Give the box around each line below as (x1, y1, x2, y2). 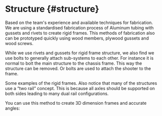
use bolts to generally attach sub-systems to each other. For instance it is (5, 55, 154, 61)
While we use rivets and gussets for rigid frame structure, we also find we (5, 50, 155, 56)
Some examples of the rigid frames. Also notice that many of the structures (5, 80, 157, 86)
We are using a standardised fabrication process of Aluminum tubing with (5, 24, 154, 30)
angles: (5, 105, 20, 111)
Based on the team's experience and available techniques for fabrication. (5, 20, 153, 25)
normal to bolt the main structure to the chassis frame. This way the (5, 60, 142, 66)
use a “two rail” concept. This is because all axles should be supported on (5, 85, 155, 91)
